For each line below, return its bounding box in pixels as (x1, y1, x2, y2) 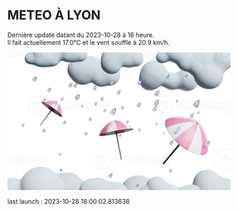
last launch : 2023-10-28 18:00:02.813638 (7, 198, 130, 206)
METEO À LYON (7, 7, 101, 23)
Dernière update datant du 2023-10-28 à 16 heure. (7, 31, 154, 39)
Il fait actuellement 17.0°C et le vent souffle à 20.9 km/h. (7, 38, 170, 46)
